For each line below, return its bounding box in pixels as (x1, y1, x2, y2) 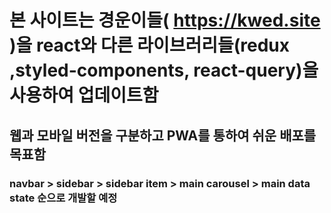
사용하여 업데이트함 (9, 84, 159, 107)
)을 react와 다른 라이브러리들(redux (9, 34, 290, 57)
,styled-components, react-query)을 (9, 59, 319, 82)
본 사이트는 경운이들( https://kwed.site (9, 9, 321, 32)
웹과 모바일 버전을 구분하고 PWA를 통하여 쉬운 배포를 (9, 127, 317, 144)
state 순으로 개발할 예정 (9, 191, 118, 205)
